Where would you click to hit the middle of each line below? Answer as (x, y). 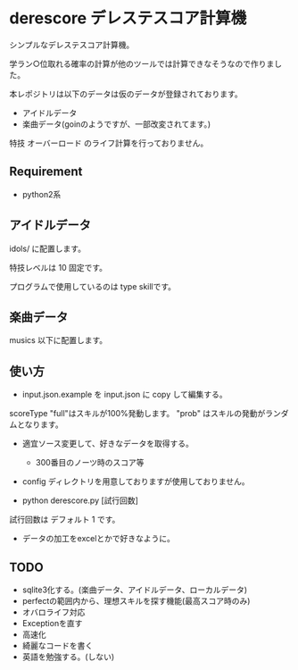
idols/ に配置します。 (48, 248)
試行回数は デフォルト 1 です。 (65, 520)
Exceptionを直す (52, 623)
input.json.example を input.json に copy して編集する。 (124, 395)
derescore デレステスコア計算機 (128, 18)
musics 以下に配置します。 (58, 340)
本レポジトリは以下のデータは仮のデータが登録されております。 (126, 94)
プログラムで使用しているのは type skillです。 (93, 286)
